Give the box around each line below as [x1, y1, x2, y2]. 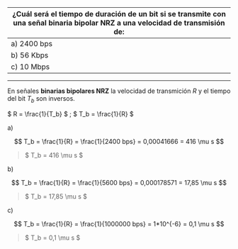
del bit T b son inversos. [7, 94, 76, 104]
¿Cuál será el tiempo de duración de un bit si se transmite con [11, 9, 227, 18]
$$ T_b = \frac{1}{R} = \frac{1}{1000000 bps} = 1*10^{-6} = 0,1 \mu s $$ [13, 219, 225, 228]
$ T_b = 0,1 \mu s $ [24, 233, 81, 242]
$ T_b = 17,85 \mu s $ [24, 192, 87, 201]
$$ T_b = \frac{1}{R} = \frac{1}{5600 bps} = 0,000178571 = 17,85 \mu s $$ [11, 178, 227, 187]
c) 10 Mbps [11, 62, 50, 72]
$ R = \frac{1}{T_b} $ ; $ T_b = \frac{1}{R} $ [7, 109, 135, 118]
